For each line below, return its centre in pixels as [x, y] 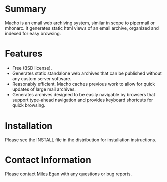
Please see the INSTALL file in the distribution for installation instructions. [81, 140]
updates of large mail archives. [44, 89]
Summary [25, 9]
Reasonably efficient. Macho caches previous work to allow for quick [83, 84]
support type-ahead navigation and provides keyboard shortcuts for [82, 100]
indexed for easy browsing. [33, 33]
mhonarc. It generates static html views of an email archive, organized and [82, 28]
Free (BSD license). [32, 68]
